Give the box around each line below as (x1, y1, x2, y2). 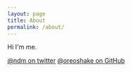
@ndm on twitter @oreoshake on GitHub (7, 56, 125, 65)
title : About (7, 17, 46, 24)
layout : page (7, 10, 46, 18)
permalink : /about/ (7, 23, 65, 30)
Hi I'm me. (7, 43, 37, 52)
